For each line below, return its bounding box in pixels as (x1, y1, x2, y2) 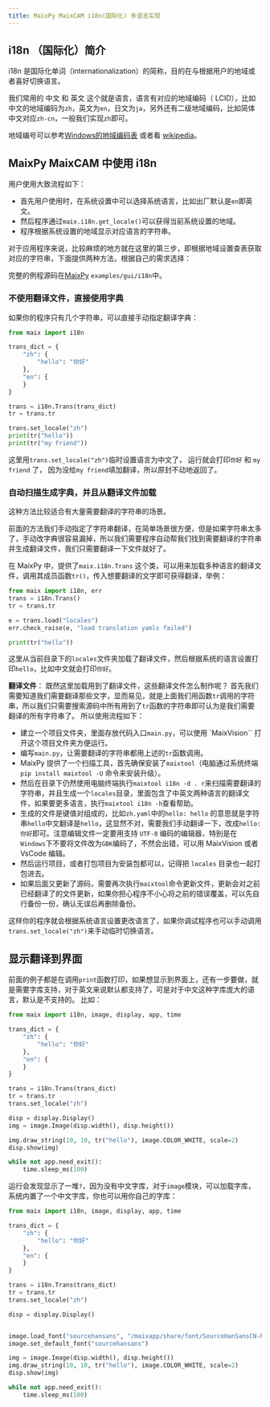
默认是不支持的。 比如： (22, 995, 102, 1004)
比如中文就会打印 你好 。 (39, 664, 117, 673)
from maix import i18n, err (8, 587, 103, 595)
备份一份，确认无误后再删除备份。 (27, 899, 141, 909)
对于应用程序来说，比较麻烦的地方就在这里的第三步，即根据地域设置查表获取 (8, 243, 262, 253)
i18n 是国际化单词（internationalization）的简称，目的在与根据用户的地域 (8, 66, 249, 76)
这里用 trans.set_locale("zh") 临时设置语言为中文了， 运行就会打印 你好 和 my (8, 455, 261, 464)
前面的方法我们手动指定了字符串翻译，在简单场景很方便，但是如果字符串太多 (8, 524, 262, 534)
